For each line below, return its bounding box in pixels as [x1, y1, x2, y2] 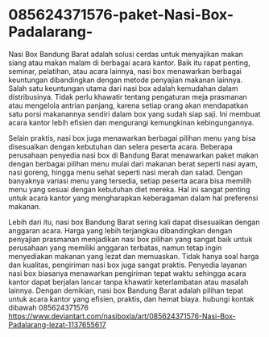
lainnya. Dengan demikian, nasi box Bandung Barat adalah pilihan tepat [8, 286, 244, 295]
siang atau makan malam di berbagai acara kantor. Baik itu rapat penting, [8, 58, 251, 68]
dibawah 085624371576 [8, 302, 89, 312]
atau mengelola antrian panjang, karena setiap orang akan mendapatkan [8, 101, 249, 110]
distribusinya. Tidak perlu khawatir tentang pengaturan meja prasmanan [8, 92, 247, 101]
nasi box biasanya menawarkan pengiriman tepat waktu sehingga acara [8, 268, 247, 278]
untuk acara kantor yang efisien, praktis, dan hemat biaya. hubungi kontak [8, 294, 255, 303]
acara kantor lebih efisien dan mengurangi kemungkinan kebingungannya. [8, 117, 255, 127]
